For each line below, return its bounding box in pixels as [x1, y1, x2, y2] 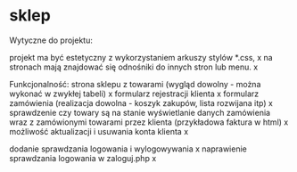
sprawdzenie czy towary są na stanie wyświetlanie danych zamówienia [9, 107, 270, 118]
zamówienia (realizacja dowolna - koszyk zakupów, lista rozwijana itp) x [9, 97, 274, 108]
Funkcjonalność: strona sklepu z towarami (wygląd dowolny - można [9, 78, 261, 89]
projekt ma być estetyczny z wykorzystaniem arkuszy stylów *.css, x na [9, 52, 274, 62]
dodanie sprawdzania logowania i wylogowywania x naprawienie [9, 143, 247, 154]
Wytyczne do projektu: [9, 35, 94, 45]
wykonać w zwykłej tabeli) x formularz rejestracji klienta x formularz [9, 88, 260, 99]
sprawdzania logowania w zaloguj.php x [9, 152, 157, 163]
